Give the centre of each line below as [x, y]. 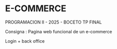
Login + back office [25, 41]
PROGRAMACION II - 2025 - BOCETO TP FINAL [54, 22]
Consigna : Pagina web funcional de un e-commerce [59, 31]
